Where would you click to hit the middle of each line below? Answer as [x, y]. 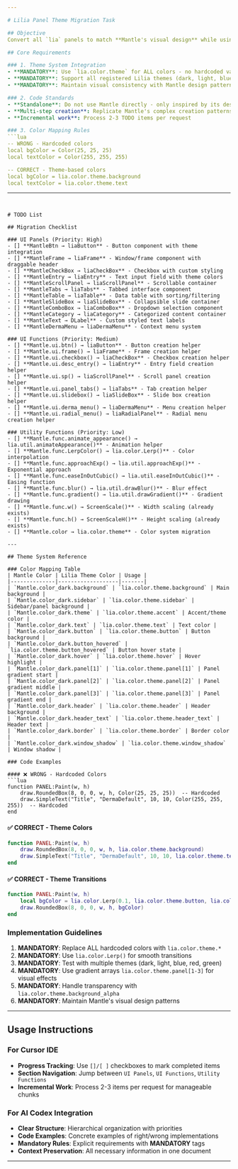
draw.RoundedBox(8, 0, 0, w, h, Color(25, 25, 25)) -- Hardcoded [120, 793]
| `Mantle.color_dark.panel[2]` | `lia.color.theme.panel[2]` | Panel [114, 682]
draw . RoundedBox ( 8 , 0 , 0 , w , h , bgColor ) [82, 908]
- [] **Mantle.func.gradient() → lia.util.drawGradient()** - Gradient [115, 495]
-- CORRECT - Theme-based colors [57, 170]
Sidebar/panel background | [49, 607]
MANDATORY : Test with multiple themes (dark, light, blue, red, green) [120, 963]
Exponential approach [39, 470]
